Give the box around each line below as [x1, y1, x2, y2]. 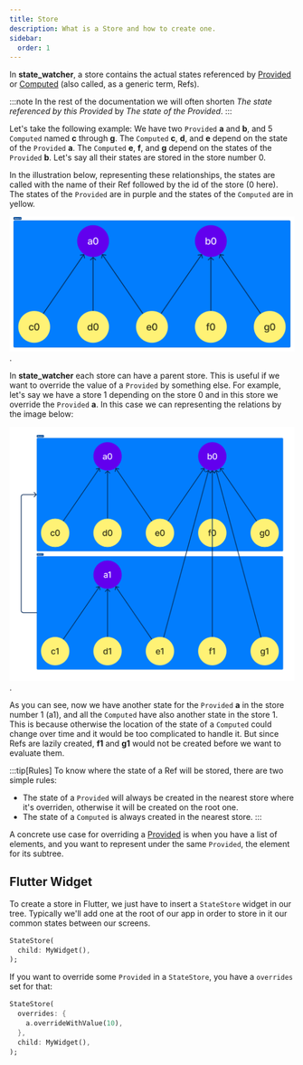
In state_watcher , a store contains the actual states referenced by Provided [9, 69, 292, 80]
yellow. [9, 199, 36, 210]
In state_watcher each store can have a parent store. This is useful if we [9, 371, 280, 382]
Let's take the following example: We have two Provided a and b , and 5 [9, 123, 273, 135]
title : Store [9, 14, 59, 24]
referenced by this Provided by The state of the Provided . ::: [9, 106, 232, 117]
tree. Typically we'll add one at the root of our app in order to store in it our [9, 908, 288, 919]
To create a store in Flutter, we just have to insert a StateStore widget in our [9, 898, 292, 909]
